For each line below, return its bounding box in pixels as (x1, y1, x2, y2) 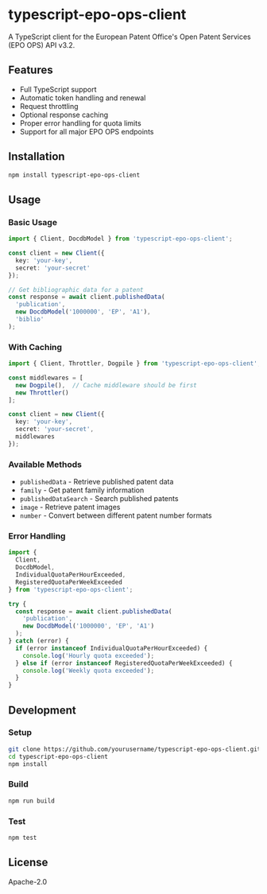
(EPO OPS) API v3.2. (8, 40, 75, 49)
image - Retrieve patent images (19, 503, 121, 512)
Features (8, 64, 53, 77)
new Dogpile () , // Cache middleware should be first (15, 381, 197, 389)
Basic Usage (8, 216, 58, 227)
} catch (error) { (8, 637, 69, 645)
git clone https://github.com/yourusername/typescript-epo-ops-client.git (8, 745, 261, 753)
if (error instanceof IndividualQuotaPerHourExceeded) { (15, 644, 208, 652)
